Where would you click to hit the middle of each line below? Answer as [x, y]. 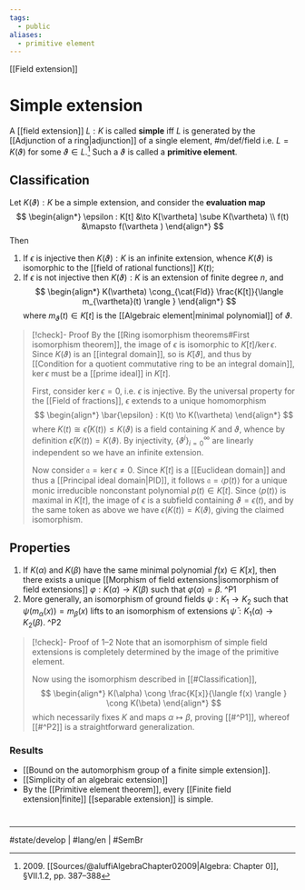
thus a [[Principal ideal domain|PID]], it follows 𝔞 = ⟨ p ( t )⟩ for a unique [159, 480]
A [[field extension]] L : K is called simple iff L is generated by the [133, 131]
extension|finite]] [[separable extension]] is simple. [118, 799]
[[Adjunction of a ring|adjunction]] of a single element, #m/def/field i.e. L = [149, 141]
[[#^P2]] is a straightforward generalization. [113, 727]
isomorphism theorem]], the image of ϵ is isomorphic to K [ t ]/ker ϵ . [154, 345]
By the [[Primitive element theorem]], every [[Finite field [127, 790]
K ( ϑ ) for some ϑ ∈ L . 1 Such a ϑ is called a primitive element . [123, 151]
